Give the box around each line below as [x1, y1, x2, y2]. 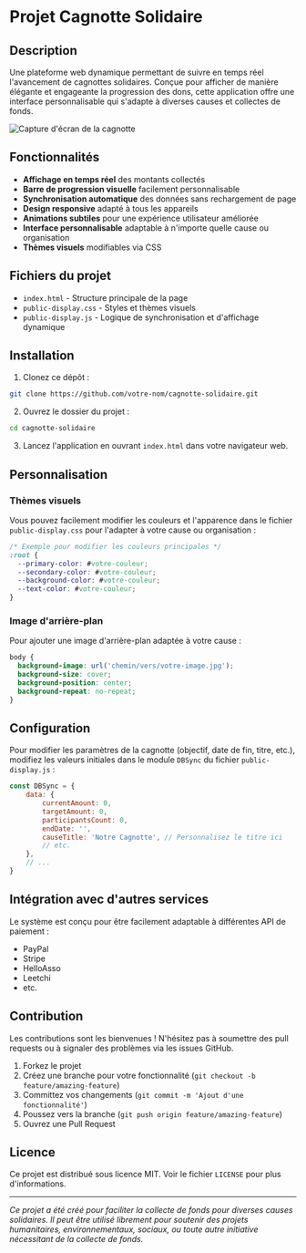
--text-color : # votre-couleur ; [17, 585, 137, 594]
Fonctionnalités [9, 150, 100, 165]
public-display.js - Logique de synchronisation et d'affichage [22, 312, 260, 323]
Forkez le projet [22, 1060, 82, 1071]
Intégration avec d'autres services [9, 892, 209, 907]
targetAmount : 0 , [42, 807, 107, 816]
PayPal [22, 943, 49, 954]
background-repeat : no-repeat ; [17, 687, 137, 696]
